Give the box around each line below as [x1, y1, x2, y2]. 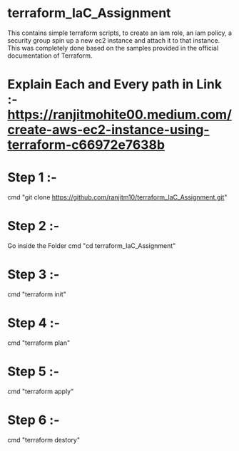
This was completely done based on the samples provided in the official [7, 43, 219, 52]
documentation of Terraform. [7, 51, 93, 60]
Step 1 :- [7, 170, 57, 186]
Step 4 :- [7, 315, 61, 331]
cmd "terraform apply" [7, 387, 74, 395]
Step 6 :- [7, 412, 60, 428]
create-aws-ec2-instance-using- [7, 122, 210, 138]
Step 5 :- [7, 363, 59, 380]
